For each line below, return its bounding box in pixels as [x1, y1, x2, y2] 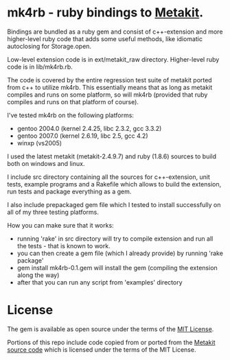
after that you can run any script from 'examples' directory [16, 278, 183, 286]
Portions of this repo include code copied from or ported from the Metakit [7, 338, 216, 346]
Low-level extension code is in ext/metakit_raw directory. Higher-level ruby [7, 55, 220, 63]
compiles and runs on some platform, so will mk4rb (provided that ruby [7, 91, 208, 99]
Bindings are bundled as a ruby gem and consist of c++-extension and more [7, 27, 223, 36]
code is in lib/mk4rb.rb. [7, 62, 73, 71]
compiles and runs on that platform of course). [7, 97, 139, 106]
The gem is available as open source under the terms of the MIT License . [7, 324, 214, 333]
